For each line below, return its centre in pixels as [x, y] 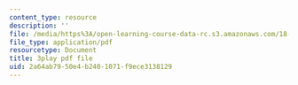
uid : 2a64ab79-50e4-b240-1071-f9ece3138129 [91, 67]
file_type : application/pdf [61, 42]
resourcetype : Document [53, 50]
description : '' [39, 26]
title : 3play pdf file [51, 58]
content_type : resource [53, 17]
